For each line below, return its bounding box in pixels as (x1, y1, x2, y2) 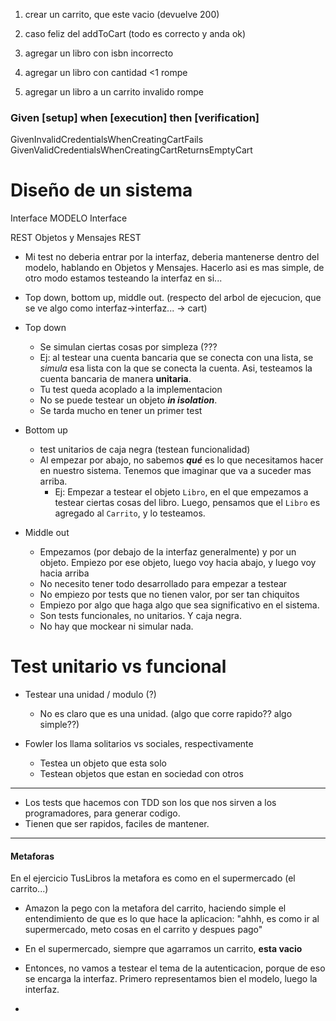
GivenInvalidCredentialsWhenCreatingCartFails (10, 134, 204, 146)
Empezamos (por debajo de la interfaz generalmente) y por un (39, 546, 297, 558)
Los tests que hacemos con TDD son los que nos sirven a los (24, 797, 277, 809)
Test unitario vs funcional (10, 655, 227, 678)
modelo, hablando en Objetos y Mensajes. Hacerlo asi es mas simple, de (24, 262, 325, 274)
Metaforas (10, 850, 55, 862)
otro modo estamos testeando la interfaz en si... (24, 272, 223, 284)
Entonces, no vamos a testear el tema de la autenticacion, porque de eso (24, 962, 326, 974)
